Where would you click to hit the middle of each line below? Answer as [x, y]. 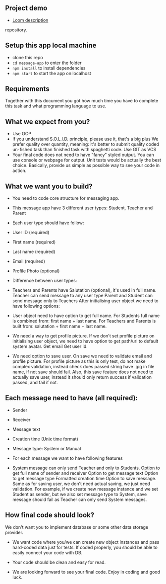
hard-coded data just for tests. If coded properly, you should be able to [85, 547]
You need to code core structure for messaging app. [66, 198]
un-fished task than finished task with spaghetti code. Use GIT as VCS [84, 150]
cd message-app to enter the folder [47, 63]
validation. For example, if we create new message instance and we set [85, 489]
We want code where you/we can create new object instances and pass [86, 542]
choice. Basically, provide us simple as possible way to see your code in [86, 166]
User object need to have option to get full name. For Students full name [86, 316]
